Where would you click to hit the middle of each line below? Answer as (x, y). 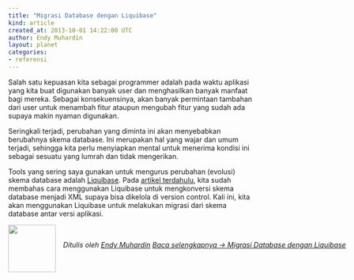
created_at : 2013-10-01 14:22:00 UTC (70, 30)
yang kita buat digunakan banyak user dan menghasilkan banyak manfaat (128, 90)
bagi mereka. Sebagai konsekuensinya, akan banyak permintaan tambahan (130, 99)
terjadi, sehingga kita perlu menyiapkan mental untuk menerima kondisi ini (129, 148)
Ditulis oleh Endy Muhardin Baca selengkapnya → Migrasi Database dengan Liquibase (204, 244)
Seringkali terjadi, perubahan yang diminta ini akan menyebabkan (115, 131)
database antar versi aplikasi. (56, 214)
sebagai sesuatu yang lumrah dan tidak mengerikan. (94, 156)
